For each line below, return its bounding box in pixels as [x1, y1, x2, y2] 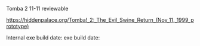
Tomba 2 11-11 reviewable [6, 5, 69, 12]
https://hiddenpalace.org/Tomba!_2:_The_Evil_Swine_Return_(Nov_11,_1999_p [6, 17, 194, 23]
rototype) [6, 23, 29, 29]
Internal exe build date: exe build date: [6, 34, 100, 41]
